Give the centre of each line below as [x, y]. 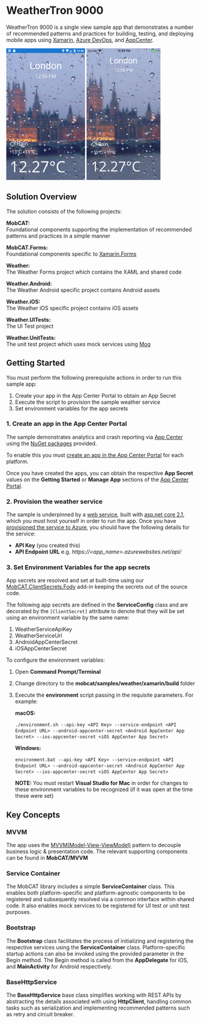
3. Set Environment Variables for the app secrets [78, 567]
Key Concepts [33, 815]
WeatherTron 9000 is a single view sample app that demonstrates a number [100, 27]
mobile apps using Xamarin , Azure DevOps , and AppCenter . [80, 40]
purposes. [19, 912]
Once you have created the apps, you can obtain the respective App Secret [100, 473]
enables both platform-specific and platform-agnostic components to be [96, 893]
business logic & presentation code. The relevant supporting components [97, 851]
